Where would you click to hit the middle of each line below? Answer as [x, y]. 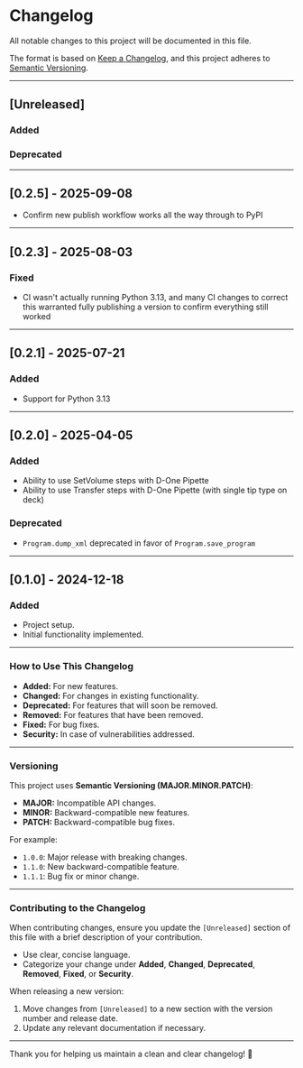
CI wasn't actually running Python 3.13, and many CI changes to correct [155, 298]
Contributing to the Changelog [78, 907]
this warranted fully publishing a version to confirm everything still [145, 307]
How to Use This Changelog [71, 667]
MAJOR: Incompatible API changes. [89, 803]
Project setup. [48, 625]
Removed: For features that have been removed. [113, 714]
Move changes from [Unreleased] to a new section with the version [147, 1009]
